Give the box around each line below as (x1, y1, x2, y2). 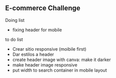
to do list (5, 36, 23, 42)
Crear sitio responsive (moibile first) (12, 46, 86, 52)
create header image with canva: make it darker (12, 57, 111, 63)
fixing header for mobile (12, 27, 62, 33)
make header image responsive (12, 62, 77, 68)
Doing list (5, 17, 25, 23)
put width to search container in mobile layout (12, 67, 107, 73)
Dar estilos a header (12, 51, 54, 57)
